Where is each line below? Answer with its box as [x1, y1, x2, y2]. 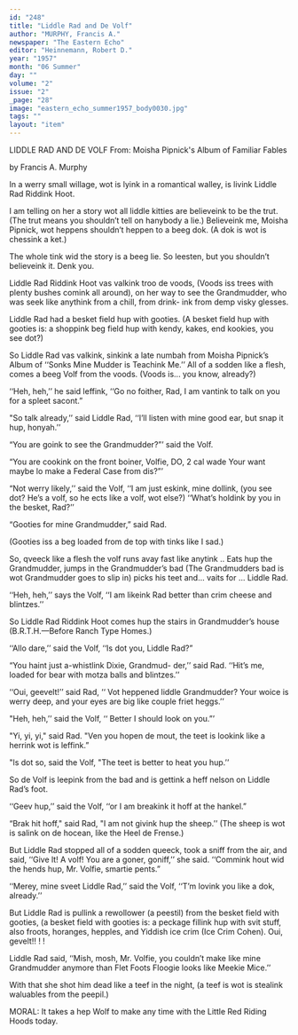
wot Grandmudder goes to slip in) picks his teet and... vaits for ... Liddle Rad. [9, 573, 288, 582]
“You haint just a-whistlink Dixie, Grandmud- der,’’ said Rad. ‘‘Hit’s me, [9, 660, 264, 670]
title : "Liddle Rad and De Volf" [9, 21, 133, 30]
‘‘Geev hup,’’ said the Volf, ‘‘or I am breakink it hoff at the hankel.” [9, 801, 247, 811]
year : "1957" [9, 54, 58, 63]
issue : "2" [9, 87, 50, 96]
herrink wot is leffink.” [9, 740, 90, 750]
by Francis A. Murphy [9, 162, 88, 172]
